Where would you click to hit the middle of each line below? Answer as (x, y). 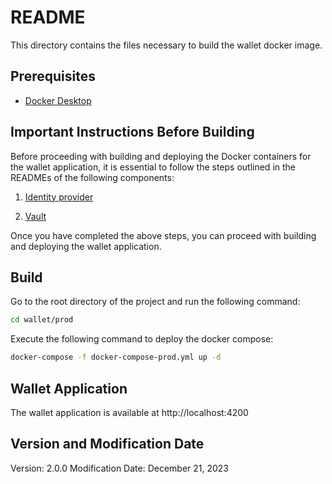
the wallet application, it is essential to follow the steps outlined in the (153, 167)
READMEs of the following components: (92, 177)
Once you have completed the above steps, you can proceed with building (163, 235)
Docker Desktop (58, 100)
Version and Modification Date (107, 444)
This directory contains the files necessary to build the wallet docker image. (166, 45)
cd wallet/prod (42, 320)
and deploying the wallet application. (86, 246)
